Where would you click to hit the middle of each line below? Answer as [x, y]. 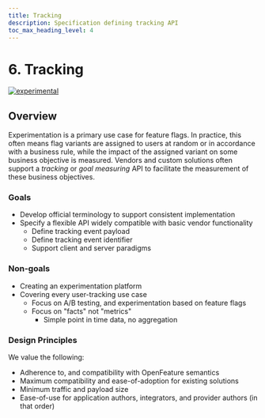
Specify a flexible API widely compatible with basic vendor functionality [136, 223]
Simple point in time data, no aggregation [110, 319]
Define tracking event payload [81, 232]
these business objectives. [51, 177]
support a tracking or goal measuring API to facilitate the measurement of [129, 169]
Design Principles [43, 340]
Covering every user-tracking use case [83, 294]
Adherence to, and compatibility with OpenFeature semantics [119, 373]
